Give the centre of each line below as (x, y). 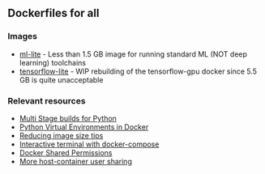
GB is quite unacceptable (61, 79)
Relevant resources (47, 100)
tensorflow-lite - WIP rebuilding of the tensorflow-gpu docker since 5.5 (138, 71)
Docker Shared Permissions (66, 152)
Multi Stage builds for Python (68, 118)
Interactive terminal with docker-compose (89, 144)
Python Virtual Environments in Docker (84, 127)
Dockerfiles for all (53, 13)
